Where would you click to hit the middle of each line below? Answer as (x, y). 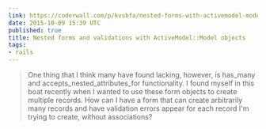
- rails (21, 52)
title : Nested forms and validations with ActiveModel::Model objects (127, 38)
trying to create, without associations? (90, 117)
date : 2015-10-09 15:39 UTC (55, 23)
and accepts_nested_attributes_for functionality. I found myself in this (141, 83)
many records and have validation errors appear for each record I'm (138, 108)
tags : (17, 45)
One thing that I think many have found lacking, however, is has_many (141, 75)
